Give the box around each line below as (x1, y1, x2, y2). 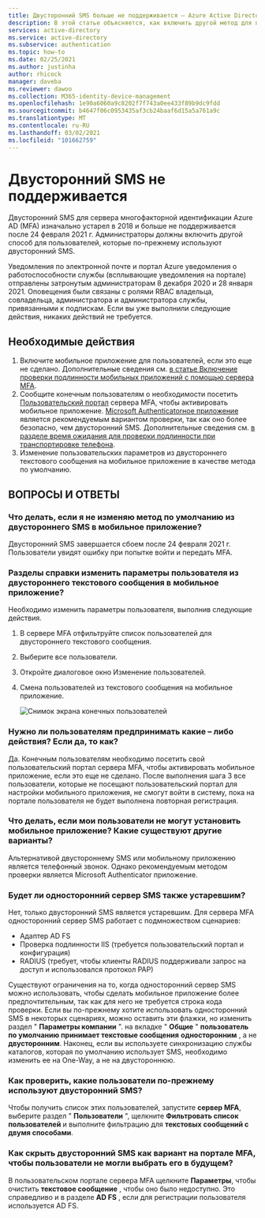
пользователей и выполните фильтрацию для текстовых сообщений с (8, 1119, 249, 1129)
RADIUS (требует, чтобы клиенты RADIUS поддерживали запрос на (19, 956, 247, 966)
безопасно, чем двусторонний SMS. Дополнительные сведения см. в (19, 423, 256, 432)
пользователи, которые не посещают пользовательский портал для (8, 779, 238, 789)
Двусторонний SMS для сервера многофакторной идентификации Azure (8, 213, 253, 222)
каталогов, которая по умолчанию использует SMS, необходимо (8, 1047, 228, 1057)
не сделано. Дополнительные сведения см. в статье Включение (19, 364, 238, 374)
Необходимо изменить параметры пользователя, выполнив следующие (8, 605, 252, 615)
